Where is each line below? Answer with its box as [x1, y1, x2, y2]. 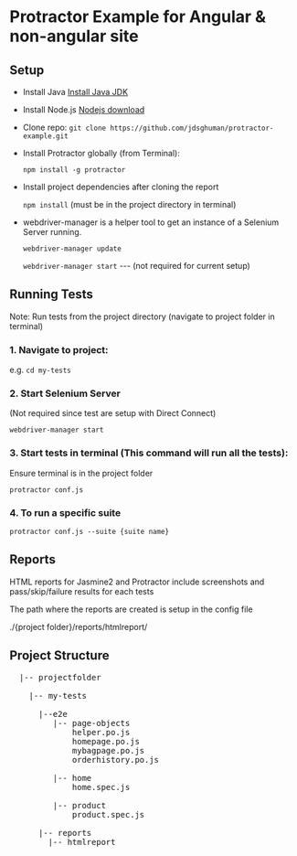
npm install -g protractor [22, 166, 126, 175]
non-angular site [9, 26, 139, 47]
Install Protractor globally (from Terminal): [22, 148, 181, 158]
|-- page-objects [52, 718, 131, 728]
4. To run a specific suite [9, 506, 122, 519]
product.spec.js [71, 809, 145, 819]
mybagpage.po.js [71, 745, 145, 755]
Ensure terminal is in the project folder [9, 467, 154, 478]
